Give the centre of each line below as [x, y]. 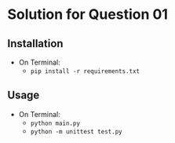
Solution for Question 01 [87, 15]
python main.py [55, 123]
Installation [35, 44]
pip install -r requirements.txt [85, 71]
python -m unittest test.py [76, 131]
